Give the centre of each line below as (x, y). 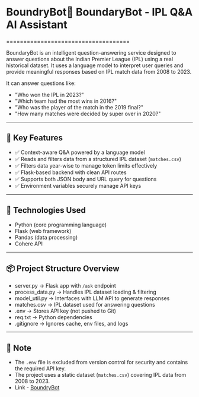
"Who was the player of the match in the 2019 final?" (79, 107)
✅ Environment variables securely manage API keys (78, 185)
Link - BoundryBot (37, 387)
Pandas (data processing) (46, 237)
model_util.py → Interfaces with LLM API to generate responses (92, 298)
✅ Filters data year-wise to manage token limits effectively (86, 165)
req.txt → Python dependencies (54, 317)
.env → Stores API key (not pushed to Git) (65, 311)
